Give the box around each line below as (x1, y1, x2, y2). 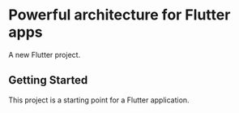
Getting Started (8, 73, 88, 87)
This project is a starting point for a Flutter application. (8, 95, 190, 105)
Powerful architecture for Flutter (8, 6, 231, 24)
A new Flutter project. (8, 50, 81, 59)
